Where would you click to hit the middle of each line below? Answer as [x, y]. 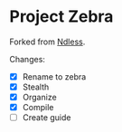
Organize [39, 98]
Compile [38, 108]
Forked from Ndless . [47, 42]
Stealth [36, 87]
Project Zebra [61, 17]
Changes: [27, 59]
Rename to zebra [54, 76]
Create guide [47, 118]
